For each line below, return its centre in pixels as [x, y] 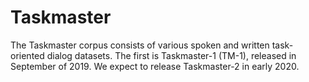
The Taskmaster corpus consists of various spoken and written [140, 45]
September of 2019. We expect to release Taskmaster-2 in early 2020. [155, 66]
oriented [27, 55]
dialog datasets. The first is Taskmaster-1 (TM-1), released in [171, 55]
